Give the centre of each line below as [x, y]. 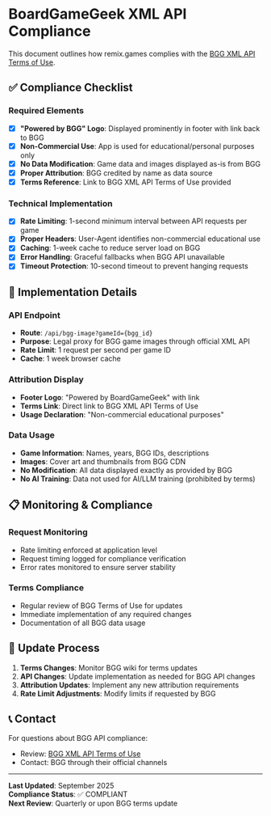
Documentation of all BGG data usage [83, 623]
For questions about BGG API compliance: [78, 738]
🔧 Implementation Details [73, 292]
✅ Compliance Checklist [71, 88]
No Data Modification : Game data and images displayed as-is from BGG [140, 163]
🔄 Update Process [54, 648]
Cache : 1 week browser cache [70, 359]
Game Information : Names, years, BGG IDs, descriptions [115, 453]
